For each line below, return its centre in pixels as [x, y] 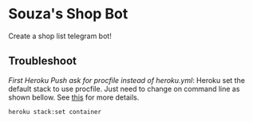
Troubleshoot [43, 61]
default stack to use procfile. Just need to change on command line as [124, 89]
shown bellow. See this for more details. [74, 97]
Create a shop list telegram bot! [60, 36]
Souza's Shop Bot [68, 14]
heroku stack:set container [55, 112]
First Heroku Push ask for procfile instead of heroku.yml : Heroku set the [127, 80]
